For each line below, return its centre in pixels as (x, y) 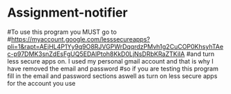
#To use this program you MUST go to (62, 32)
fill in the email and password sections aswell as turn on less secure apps (112, 76)
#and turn (200, 54)
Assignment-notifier (67, 13)
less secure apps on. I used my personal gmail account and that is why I (110, 61)
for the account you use (41, 83)
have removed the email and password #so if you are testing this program (113, 68)
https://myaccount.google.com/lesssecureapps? (80, 39)
